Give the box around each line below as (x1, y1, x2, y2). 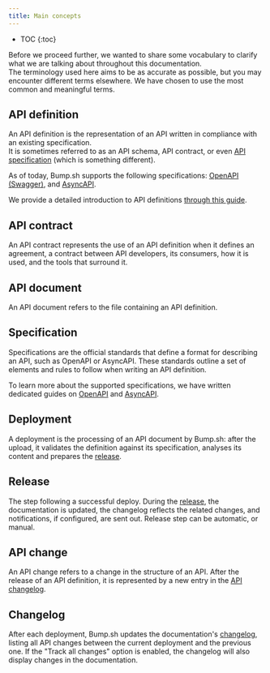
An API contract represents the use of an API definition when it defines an (8, 240, 255, 250)
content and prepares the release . (8, 451, 122, 461)
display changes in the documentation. (8, 655, 138, 665)
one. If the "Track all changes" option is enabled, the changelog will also (8, 646, 250, 657)
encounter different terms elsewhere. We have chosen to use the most (8, 75, 244, 85)
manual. (8, 522, 35, 532)
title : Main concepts (8, 11, 82, 20)
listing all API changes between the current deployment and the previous (8, 638, 251, 648)
